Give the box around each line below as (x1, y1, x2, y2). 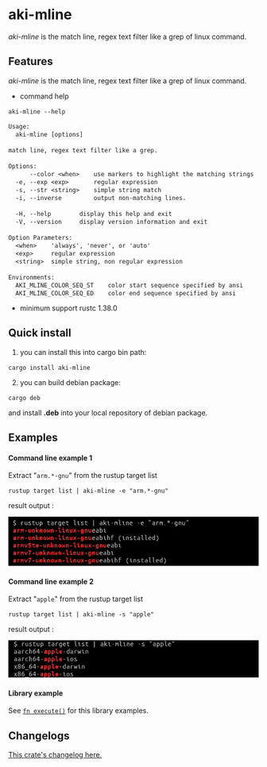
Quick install (8, 326, 72, 340)
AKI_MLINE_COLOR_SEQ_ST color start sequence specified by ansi (15, 281, 244, 289)
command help (19, 91, 69, 101)
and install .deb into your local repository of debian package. (8, 407, 208, 418)
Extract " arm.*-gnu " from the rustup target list (8, 471, 157, 480)
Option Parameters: (8, 233, 73, 241)
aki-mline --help (8, 107, 66, 116)
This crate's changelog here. (8, 750, 103, 760)
